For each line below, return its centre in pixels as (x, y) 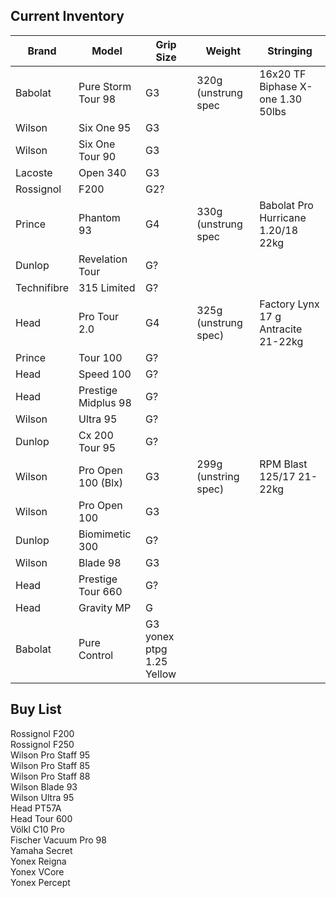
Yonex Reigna (38, 861)
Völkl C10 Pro (37, 829)
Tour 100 (100, 357)
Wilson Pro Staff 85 (50, 765)
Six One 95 (105, 127)
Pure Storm (105, 86)
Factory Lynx (289, 304)
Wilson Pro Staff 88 (50, 776)
